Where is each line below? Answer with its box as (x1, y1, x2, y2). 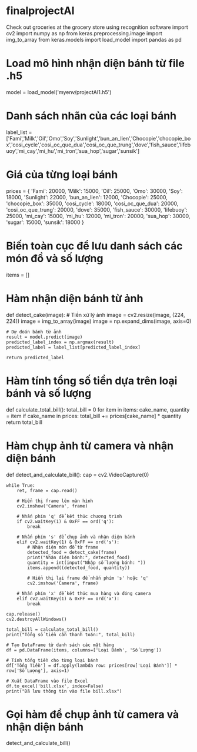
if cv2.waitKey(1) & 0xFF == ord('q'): (16, 519, 115, 524)
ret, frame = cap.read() (16, 487, 78, 493)
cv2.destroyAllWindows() (6, 616, 67, 622)
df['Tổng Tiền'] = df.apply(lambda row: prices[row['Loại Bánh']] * (6, 663, 178, 669)
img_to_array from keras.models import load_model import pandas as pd (6, 36, 182, 43)
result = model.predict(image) (6, 334, 83, 340)
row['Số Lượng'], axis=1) (6, 667, 69, 674)
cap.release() (6, 611, 41, 617)
